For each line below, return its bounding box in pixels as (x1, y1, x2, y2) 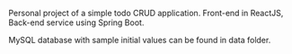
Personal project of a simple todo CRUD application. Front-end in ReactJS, (8, 8, 284, 18)
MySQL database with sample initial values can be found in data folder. (8, 35, 271, 45)
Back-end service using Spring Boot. (8, 17, 145, 28)
